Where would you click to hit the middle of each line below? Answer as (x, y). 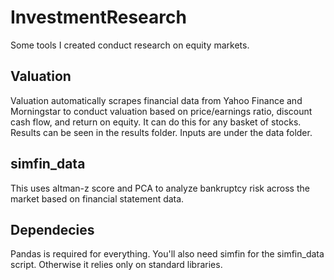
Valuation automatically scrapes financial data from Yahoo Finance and (156, 100)
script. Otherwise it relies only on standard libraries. (116, 265)
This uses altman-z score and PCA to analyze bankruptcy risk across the (160, 188)
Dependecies (52, 229)
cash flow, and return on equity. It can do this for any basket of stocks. (156, 122)
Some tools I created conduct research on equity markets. (130, 45)
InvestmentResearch (98, 17)
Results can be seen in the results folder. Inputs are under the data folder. (161, 132)
